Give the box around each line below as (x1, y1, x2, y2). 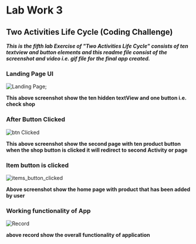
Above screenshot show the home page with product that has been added (6, 186, 191, 193)
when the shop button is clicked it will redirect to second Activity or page (6, 146, 188, 153)
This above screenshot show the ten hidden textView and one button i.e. (6, 95, 187, 102)
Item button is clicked (6, 161, 69, 169)
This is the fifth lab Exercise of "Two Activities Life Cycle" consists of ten (6, 42, 189, 49)
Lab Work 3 (6, 4, 63, 17)
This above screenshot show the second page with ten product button (6, 140, 181, 147)
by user (6, 192, 25, 199)
